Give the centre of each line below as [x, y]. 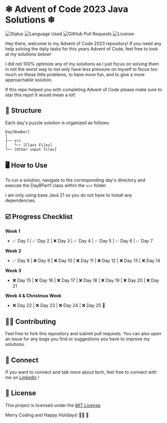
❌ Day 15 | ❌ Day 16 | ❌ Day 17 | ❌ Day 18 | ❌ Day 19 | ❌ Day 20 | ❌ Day [86, 280]
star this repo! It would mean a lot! [40, 95]
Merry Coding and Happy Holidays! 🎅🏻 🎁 [47, 415]
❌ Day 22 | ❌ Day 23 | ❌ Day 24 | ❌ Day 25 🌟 [59, 305]
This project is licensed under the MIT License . [53, 405]
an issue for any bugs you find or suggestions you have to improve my [77, 339]
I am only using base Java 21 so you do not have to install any [69, 195]
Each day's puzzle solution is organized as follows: [57, 123]
